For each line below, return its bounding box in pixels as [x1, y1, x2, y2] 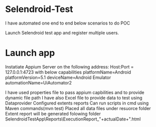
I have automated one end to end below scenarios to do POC [5, 20, 131, 26]
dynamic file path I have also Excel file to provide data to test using [5, 94, 143, 100]
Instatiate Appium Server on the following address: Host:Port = [5, 63, 134, 69]
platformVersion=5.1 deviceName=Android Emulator [5, 74, 111, 80]
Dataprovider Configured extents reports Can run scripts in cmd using [5, 100, 149, 106]
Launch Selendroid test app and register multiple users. [5, 29, 119, 35]
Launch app [5, 47, 55, 58]
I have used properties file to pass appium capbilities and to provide [5, 89, 145, 95]
